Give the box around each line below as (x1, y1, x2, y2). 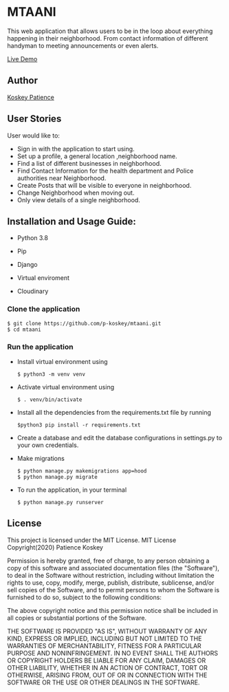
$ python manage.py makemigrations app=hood (17, 467, 147, 475)
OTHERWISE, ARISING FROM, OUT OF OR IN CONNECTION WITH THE (7, 671, 208, 679)
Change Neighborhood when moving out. (17, 188, 135, 197)
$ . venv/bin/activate (17, 396, 83, 403)
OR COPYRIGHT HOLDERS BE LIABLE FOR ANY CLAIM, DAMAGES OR (7, 656, 206, 664)
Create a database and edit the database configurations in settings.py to (17, 433, 222, 442)
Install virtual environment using (17, 357, 108, 365)
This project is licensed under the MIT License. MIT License (7, 536, 177, 544)
